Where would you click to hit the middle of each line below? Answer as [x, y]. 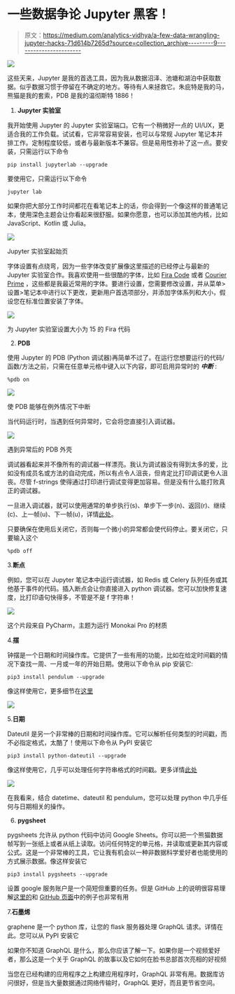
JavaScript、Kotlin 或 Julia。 [48, 223]
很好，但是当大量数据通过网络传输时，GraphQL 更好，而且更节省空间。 [116, 982]
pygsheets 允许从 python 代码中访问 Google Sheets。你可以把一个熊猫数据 [115, 834]
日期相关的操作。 [44, 806]
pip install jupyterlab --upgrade [58, 164]
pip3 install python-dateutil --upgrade [67, 756]
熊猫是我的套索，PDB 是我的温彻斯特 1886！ [71, 95]
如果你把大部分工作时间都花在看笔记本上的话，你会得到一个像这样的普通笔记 [117, 205]
